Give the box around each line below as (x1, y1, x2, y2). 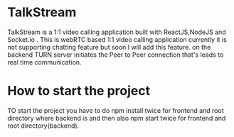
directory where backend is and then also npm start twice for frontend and (7, 114, 226, 122)
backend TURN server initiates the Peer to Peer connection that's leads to (7, 50, 224, 59)
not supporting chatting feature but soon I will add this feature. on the (7, 43, 211, 51)
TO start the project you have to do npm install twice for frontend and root (7, 106, 224, 114)
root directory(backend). (7, 121, 80, 130)
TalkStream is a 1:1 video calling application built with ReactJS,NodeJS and (7, 28, 226, 36)
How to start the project (7, 83, 151, 99)
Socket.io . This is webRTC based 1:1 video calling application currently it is (7, 35, 228, 43)
